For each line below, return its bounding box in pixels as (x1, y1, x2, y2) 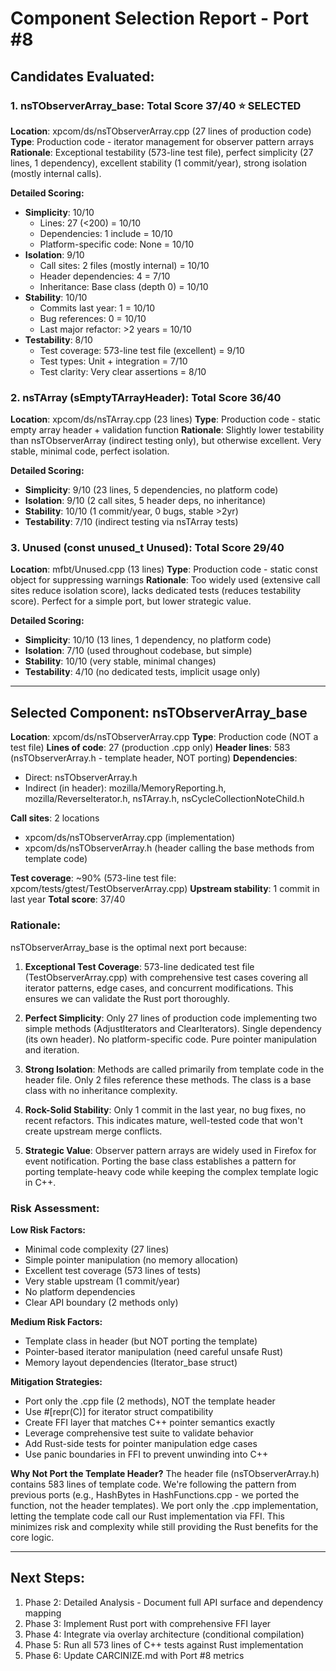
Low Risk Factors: (10, 1223, 86, 1236)
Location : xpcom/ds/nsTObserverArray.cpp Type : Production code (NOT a (10, 731, 319, 743)
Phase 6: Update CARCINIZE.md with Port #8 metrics (24, 1649, 245, 1661)
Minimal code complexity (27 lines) (24, 1243, 170, 1255)
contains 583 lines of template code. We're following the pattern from (10, 1478, 297, 1490)
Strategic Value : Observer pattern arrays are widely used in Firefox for (24, 1144, 317, 1156)
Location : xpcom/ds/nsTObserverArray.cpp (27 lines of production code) (10, 125, 312, 137)
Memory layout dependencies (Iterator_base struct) (24, 1356, 238, 1368)
